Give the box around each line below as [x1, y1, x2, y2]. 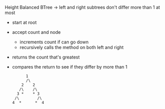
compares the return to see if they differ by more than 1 [12, 64, 128, 70]
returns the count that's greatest [12, 54, 80, 60]
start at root [12, 20, 37, 25]
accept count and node [12, 29, 61, 35]
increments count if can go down [19, 39, 89, 45]
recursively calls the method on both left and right [19, 44, 124, 50]
